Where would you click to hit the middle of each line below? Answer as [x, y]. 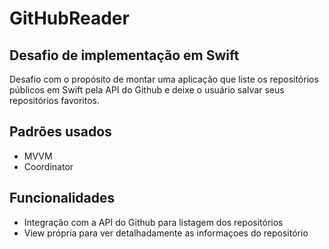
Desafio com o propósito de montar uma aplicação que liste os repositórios [164, 79]
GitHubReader [69, 18]
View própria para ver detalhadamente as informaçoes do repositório [166, 233]
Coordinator [48, 166]
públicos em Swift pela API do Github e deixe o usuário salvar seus [147, 90]
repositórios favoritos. [54, 100]
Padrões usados [60, 132]
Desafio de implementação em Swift [124, 55]
